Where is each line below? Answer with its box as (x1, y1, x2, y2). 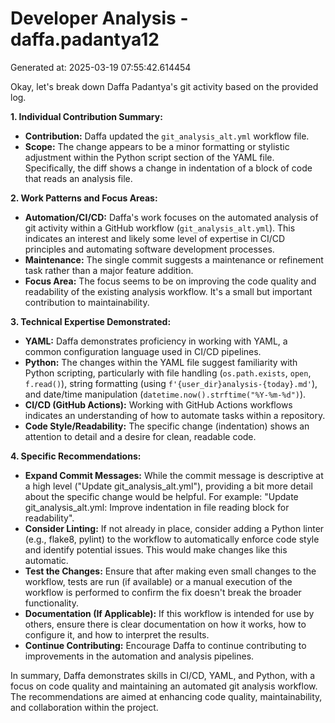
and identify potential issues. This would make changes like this (24, 543, 288, 556)
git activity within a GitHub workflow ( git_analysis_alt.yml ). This (24, 222, 296, 234)
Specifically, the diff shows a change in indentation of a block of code (24, 162, 313, 174)
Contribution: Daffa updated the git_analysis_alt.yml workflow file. (24, 130, 310, 142)
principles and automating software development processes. (24, 243, 275, 255)
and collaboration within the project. (10, 701, 159, 713)
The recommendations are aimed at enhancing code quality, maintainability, (10, 690, 323, 702)
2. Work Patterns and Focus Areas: (10, 192, 158, 204)
